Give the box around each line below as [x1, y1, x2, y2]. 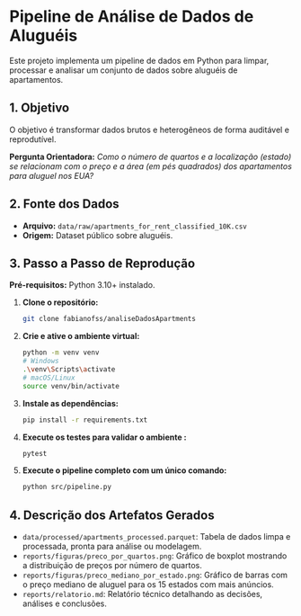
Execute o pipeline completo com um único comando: [22, 465, 227, 476]
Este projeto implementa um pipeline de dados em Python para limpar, [9, 55, 270, 66]
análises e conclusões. [22, 598, 108, 609]
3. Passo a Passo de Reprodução [9, 255, 196, 271]
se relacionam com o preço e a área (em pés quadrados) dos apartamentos [9, 160, 292, 172]
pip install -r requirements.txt [22, 415, 148, 424]
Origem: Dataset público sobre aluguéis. [22, 229, 173, 240]
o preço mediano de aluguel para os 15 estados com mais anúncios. [22, 579, 274, 590]
